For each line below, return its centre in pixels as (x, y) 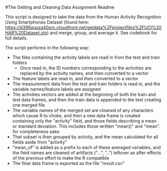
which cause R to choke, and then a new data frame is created (76, 116)
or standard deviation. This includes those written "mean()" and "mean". (86, 126)
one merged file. (29, 105)
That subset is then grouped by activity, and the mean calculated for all (85, 137)
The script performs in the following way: (47, 48)
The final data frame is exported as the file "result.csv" (69, 163)
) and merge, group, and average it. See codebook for (102, 33)
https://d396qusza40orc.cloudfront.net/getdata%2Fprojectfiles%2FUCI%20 (83, 27)
